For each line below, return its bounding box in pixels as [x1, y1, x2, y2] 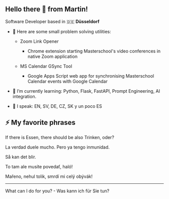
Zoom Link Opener [20, 38, 59, 44]
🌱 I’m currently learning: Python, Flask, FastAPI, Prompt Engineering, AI [12, 88, 160, 94]
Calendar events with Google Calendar [27, 78, 108, 84]
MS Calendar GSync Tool [20, 63, 72, 69]
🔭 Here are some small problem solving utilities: [12, 28, 112, 34]
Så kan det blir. [5, 154, 36, 160]
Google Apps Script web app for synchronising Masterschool [27, 73, 154, 79]
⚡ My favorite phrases [5, 118, 75, 127]
